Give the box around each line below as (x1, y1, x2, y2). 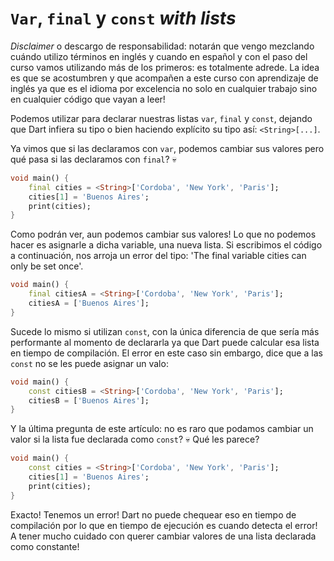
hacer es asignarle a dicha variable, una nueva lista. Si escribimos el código (10, 239, 323, 251)
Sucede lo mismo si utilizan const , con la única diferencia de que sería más (10, 325, 320, 337)
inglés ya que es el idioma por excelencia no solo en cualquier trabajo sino (10, 82, 318, 94)
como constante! (10, 540, 80, 552)
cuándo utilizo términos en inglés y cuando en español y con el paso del (10, 50, 308, 62)
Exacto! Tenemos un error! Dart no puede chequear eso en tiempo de (10, 508, 297, 521)
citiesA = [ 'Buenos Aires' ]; (28, 298, 150, 309)
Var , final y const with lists (10, 7, 237, 30)
